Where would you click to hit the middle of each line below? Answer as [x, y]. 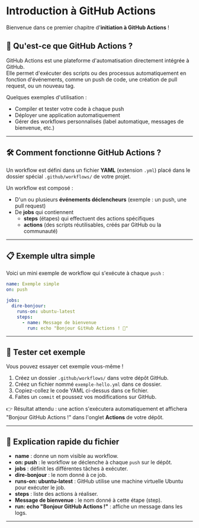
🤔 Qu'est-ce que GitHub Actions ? [70, 46]
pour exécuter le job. [40, 488]
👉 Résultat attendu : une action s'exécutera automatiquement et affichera [97, 409]
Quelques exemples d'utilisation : [46, 97]
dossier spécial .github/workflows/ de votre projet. [69, 176]
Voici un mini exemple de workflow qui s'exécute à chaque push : [85, 273]
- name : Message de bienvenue [59, 322]
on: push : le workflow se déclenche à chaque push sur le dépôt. [94, 462]
